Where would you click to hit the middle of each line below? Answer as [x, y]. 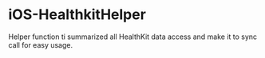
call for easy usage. [41, 44]
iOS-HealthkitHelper [77, 15]
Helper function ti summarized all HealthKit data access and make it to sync [133, 37]
